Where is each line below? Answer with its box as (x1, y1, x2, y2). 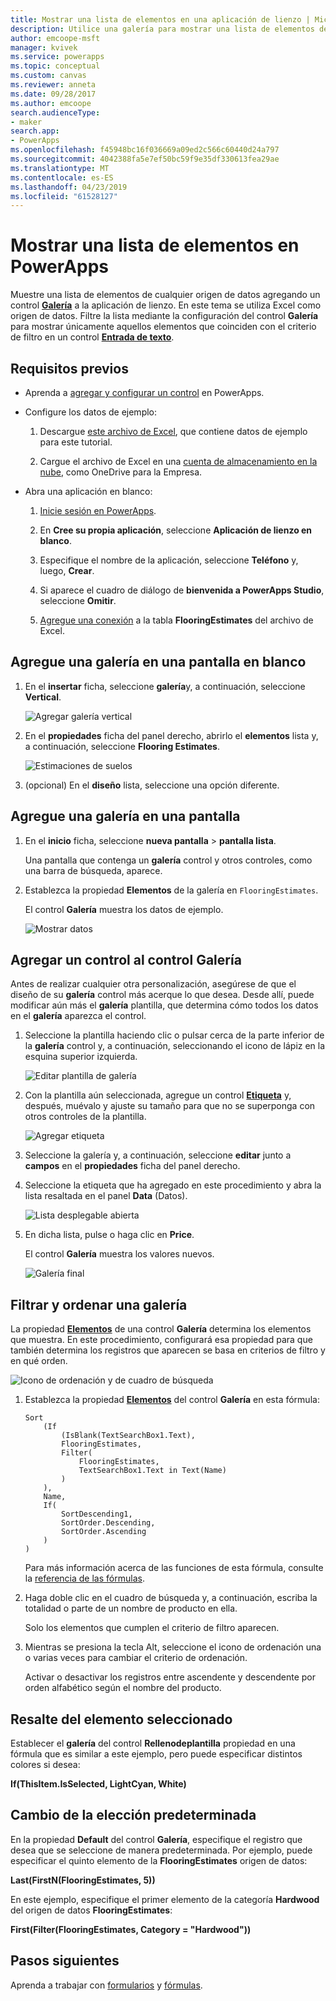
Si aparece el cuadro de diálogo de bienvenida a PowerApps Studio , (39, 584, 325, 596)
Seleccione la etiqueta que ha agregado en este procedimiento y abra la (24, 1179, 322, 1191)
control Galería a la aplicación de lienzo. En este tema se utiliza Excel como (10, 299, 322, 311)
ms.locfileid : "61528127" (10, 191, 118, 201)
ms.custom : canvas (10, 71, 87, 81)
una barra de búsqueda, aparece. (24, 864, 163, 876)
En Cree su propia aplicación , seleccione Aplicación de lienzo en (39, 524, 313, 536)
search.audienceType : (10, 107, 101, 118)
